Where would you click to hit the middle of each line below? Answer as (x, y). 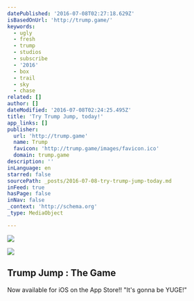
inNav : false (26, 200)
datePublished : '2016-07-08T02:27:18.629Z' (71, 13)
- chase (25, 91)
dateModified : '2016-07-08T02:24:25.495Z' (69, 110)
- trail (25, 78)
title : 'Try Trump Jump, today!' (55, 116)
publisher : (23, 129)
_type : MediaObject (35, 213)
